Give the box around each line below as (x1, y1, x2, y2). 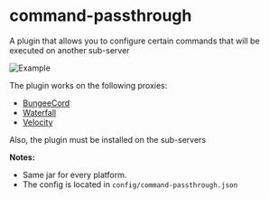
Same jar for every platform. (22, 169, 127, 180)
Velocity (22, 117, 53, 128)
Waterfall (22, 107, 57, 118)
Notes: (9, 151, 36, 163)
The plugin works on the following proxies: (9, 80, 168, 90)
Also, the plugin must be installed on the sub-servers (9, 134, 207, 145)
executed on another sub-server (9, 44, 130, 55)
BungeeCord (22, 97, 70, 109)
